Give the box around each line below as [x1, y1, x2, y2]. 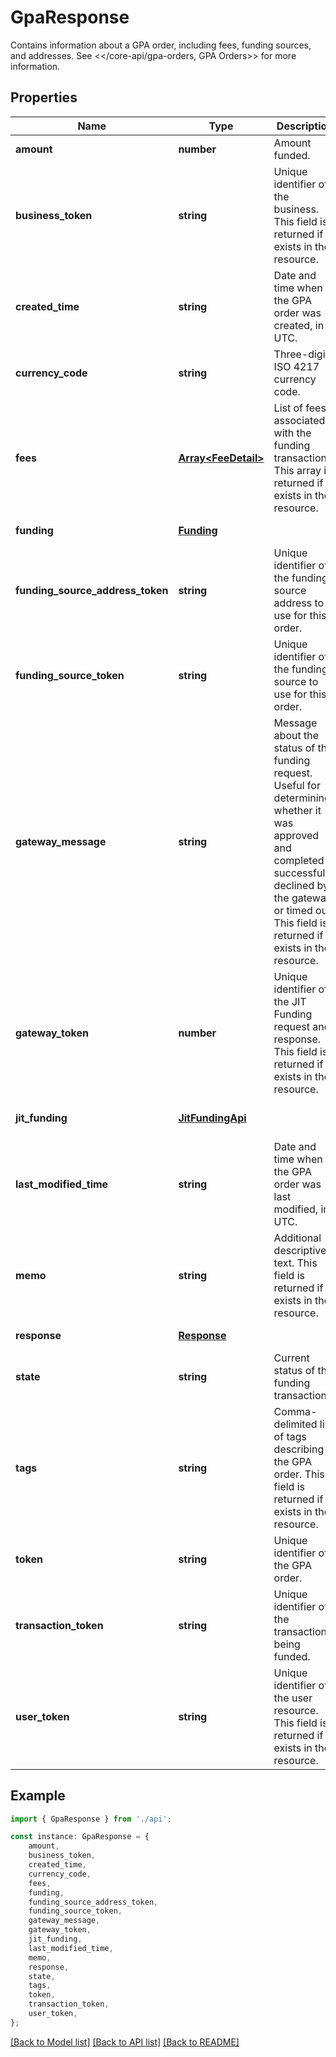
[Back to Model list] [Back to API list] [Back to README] [10, 2036, 240, 2048]
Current [273, 1351, 310, 1365]
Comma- [273, 1404, 318, 1418]
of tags [273, 1429, 307, 1443]
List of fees [273, 401, 327, 415]
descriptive [273, 1243, 327, 1257]
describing [273, 1442, 325, 1456]
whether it [273, 803, 322, 817]
